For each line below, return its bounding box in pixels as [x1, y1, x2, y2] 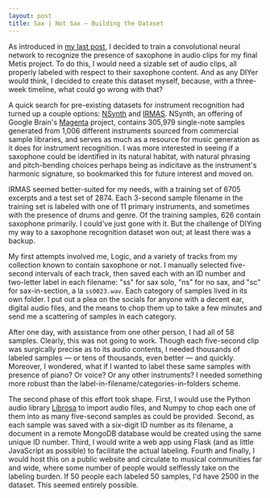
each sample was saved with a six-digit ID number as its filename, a [8, 420, 234, 429]
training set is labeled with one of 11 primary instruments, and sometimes [8, 201, 250, 211]
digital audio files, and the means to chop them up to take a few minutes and [8, 303, 262, 312]
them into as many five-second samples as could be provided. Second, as [8, 411, 255, 421]
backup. [8, 236, 36, 245]
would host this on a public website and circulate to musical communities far [8, 454, 262, 464]
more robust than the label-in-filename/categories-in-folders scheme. [8, 379, 241, 388]
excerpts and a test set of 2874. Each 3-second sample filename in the [8, 193, 243, 203]
